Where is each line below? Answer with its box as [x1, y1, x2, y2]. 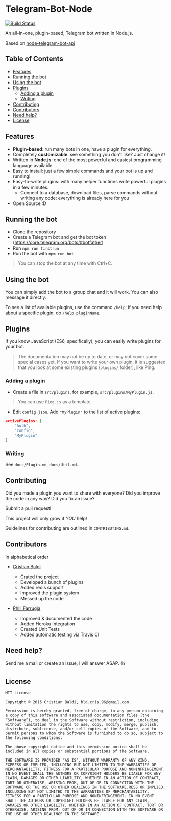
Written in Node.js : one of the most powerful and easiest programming [12, 157, 162, 163]
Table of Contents [5, 55, 64, 64]
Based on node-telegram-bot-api [5, 39, 75, 46]
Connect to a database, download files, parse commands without [20, 189, 158, 195]
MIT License [5, 690, 31, 696]
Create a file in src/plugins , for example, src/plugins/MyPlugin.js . [12, 389, 154, 395]
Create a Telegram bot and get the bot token [12, 234, 106, 240]
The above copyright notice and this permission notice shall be [5, 744, 147, 750]
